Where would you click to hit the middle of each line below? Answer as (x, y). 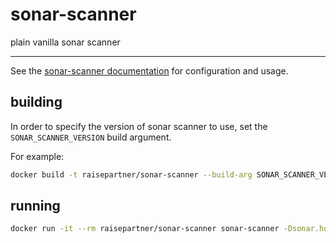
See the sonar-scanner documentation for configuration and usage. (149, 70)
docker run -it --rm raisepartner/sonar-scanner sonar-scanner (145, 229)
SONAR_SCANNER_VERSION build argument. (91, 137)
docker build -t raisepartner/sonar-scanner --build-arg (131, 174)
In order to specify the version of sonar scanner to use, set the (139, 126)
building (36, 102)
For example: (37, 156)
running (35, 206)
